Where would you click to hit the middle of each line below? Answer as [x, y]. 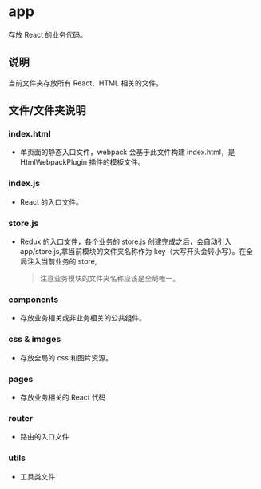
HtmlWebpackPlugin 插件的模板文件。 [82, 162]
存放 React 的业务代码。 [48, 34]
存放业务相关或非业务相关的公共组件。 [83, 318]
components [34, 300]
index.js [24, 184]
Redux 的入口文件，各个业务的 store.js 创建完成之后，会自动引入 [126, 241]
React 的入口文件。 [51, 201]
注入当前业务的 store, [62, 261]
